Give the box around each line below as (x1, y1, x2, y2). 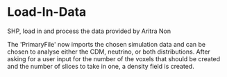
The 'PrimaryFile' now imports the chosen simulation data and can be (7, 40, 206, 48)
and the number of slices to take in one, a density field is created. (7, 62, 194, 70)
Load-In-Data (7, 4, 87, 20)
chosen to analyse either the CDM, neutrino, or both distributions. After (7, 47, 210, 56)
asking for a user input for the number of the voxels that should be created (7, 54, 221, 63)
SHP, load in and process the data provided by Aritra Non (7, 27, 171, 35)
